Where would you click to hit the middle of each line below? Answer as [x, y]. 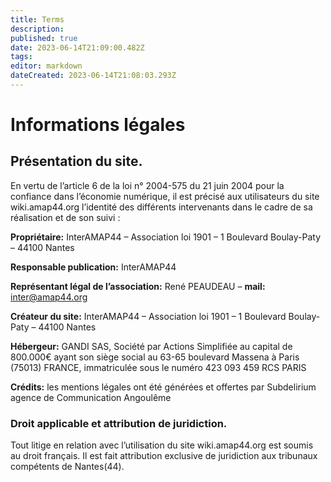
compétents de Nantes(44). [67, 467]
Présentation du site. [76, 161]
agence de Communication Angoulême [91, 397]
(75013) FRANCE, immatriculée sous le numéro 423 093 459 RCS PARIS [158, 367]
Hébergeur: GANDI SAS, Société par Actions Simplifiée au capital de [151, 346]
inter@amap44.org [49, 297]
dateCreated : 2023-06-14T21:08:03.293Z [93, 76]
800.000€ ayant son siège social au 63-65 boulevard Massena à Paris [155, 357]
